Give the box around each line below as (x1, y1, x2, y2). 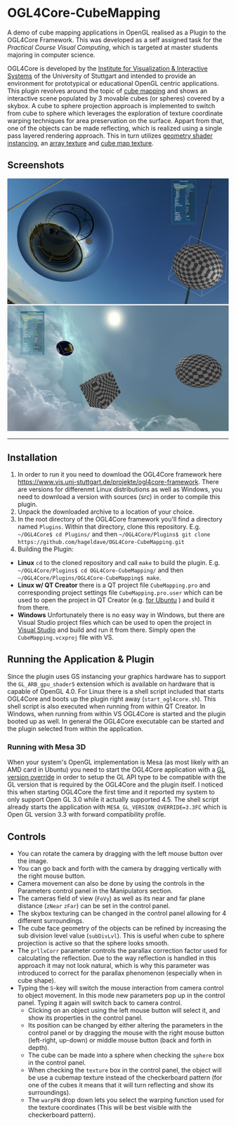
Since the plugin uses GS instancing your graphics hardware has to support (7, 672, 226, 680)
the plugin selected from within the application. (7, 724, 144, 732)
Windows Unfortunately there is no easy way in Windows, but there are (17, 611, 225, 619)
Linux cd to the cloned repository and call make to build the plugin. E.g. (17, 559, 221, 567)
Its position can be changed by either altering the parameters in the (27, 1021, 223, 1029)
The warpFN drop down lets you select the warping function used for (27, 1095, 225, 1104)
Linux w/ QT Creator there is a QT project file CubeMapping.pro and (17, 581, 211, 590)
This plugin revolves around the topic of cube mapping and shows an (7, 86, 208, 95)
